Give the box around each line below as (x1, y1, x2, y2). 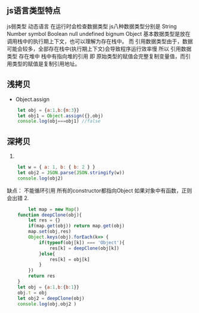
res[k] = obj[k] (49, 256, 90, 262)
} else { (38, 251, 56, 257)
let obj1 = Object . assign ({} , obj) (17, 113, 103, 118)
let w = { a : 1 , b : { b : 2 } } (17, 164, 96, 171)
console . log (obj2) (17, 175, 63, 181)
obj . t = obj (17, 290, 47, 296)
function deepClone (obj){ (17, 212, 82, 218)
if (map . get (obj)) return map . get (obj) (28, 223, 125, 229)
